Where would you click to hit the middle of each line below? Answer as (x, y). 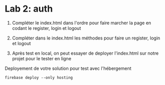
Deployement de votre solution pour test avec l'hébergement (68, 68)
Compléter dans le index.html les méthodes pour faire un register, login (86, 38)
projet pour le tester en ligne (42, 58)
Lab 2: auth (29, 9)
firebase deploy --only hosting (39, 77)
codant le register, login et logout (47, 28)
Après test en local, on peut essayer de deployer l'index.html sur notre (85, 53)
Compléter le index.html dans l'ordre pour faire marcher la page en (81, 23)
